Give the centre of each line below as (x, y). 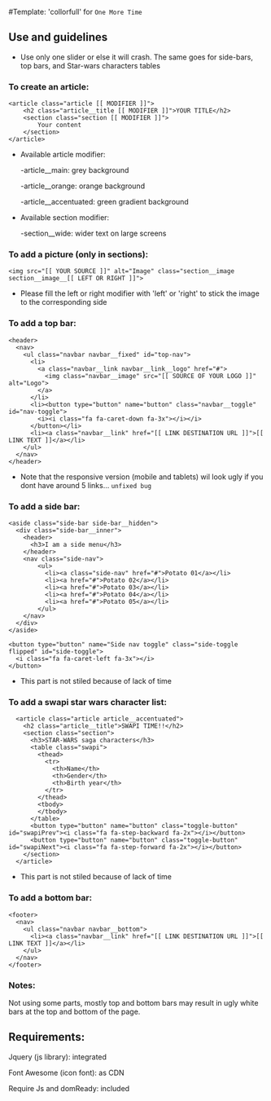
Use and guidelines (58, 37)
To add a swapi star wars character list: (87, 702)
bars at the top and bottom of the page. (74, 1011)
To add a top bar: (43, 324)
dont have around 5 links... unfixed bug (86, 485)
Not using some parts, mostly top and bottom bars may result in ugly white (133, 1002)
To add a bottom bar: (50, 898)
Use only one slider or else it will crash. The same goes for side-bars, (137, 57)
